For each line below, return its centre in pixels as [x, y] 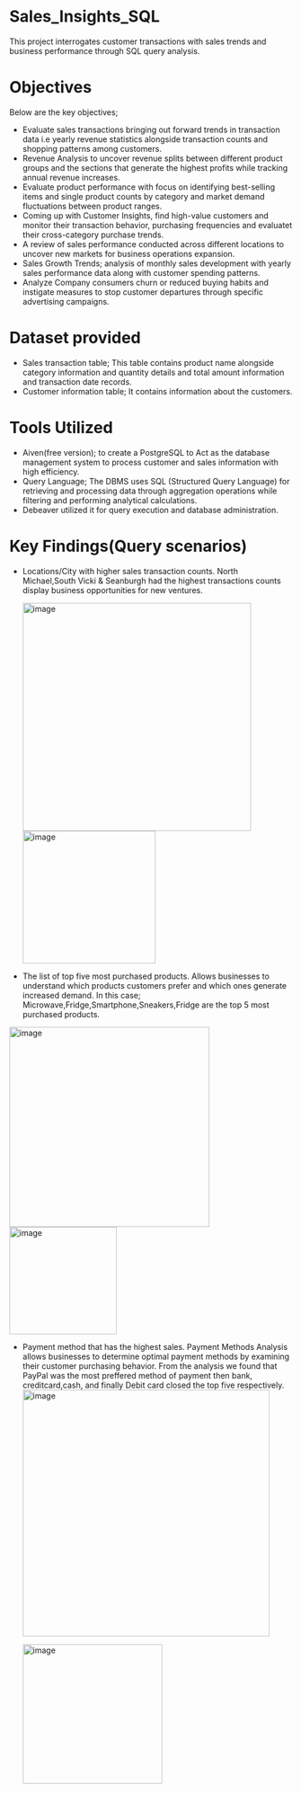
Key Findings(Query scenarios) [128, 546]
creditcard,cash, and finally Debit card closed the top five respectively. [153, 1385]
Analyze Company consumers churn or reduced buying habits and [146, 282]
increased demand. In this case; [81, 995]
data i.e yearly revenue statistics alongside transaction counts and [145, 139]
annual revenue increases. [71, 177]
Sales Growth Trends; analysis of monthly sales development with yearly [157, 263]
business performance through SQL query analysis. [105, 50]
